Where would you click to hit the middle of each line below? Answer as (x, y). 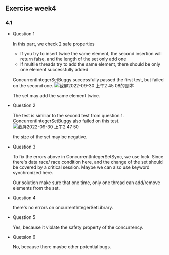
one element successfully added (54, 69)
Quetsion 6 (24, 237)
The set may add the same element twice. (56, 95)
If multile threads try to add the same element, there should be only (90, 64)
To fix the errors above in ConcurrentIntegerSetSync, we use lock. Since (88, 156)
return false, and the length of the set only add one (73, 59)
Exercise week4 (31, 8)
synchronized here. (33, 172)
